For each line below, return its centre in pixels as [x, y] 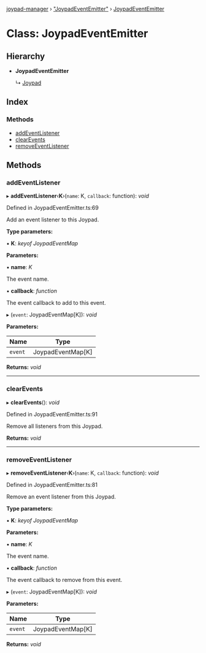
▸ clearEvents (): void [33, 402]
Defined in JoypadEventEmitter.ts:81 [52, 484]
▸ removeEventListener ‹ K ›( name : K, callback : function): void [83, 473]
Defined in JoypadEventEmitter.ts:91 [52, 414]
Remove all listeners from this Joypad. [55, 426]
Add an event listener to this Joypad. [53, 220]
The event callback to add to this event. [56, 303]
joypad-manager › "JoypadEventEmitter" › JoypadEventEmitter [85, 9]
